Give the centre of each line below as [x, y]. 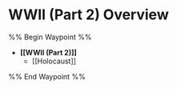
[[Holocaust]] [54, 61]
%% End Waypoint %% [47, 76]
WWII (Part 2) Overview [89, 15]
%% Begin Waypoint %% [50, 37]
